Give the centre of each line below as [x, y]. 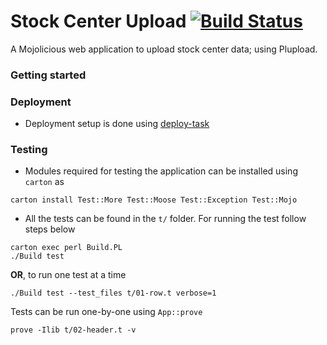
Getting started [48, 75]
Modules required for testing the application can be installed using [161, 171]
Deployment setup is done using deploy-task [117, 124]
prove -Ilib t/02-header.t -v [73, 330]
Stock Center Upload [98, 21]
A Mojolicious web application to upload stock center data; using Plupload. [164, 49]
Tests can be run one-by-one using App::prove [106, 312]
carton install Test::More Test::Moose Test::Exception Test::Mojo [154, 200]
